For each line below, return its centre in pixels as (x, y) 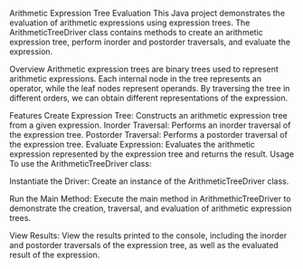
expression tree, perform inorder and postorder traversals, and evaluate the (150, 42)
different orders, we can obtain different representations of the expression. (149, 98)
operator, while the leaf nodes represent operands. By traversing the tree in (150, 88)
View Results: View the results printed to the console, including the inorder (148, 235)
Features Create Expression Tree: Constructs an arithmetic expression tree (148, 115)
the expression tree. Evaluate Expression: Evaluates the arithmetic (133, 144)
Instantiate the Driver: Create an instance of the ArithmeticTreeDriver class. (149, 181)
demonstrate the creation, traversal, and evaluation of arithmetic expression (151, 208)
